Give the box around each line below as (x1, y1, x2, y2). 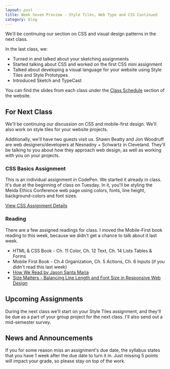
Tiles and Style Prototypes (12, 72, 69, 78)
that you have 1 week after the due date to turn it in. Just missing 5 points (5, 353, 158, 359)
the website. (5, 93, 31, 99)
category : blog (5, 17, 38, 22)
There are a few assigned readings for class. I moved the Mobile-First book (5, 227, 162, 233)
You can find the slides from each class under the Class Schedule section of (5, 87, 165, 94)
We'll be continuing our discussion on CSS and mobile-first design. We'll (5, 121, 157, 127)
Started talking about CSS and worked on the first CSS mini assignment (12, 61, 162, 68)
